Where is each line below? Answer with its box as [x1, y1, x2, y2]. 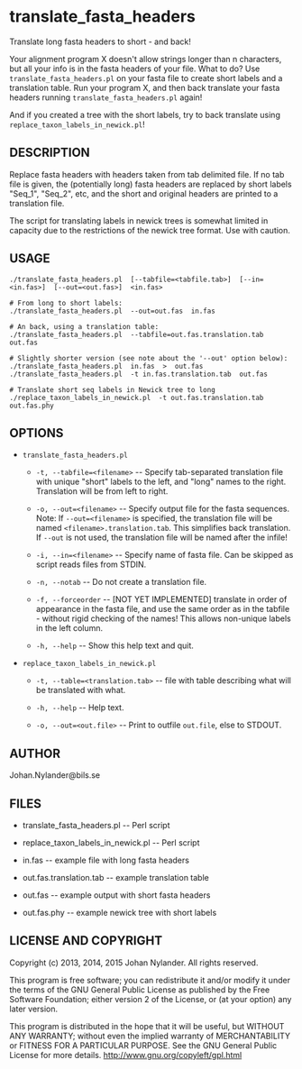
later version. [9, 1003, 59, 1014]
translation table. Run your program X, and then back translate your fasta [9, 82, 280, 93]
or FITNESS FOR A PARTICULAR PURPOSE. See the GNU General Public [9, 1039, 278, 1051]
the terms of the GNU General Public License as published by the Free [9, 984, 270, 995]
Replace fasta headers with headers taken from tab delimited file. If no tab [9, 169, 285, 179]
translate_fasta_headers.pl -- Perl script [22, 820, 170, 830]
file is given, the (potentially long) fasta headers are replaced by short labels [9, 178, 292, 189]
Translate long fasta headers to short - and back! [9, 36, 191, 47]
